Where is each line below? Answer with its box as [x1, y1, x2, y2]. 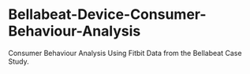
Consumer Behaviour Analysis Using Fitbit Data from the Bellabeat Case [8, 48, 242, 57]
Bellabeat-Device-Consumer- [8, 6, 207, 24]
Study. [8, 57, 29, 66]
